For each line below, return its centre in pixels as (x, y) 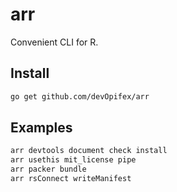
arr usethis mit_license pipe (73, 160)
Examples (41, 128)
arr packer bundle (48, 169)
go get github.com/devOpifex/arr (80, 96)
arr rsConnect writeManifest (71, 179)
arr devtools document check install (89, 151)
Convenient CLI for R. (54, 42)
